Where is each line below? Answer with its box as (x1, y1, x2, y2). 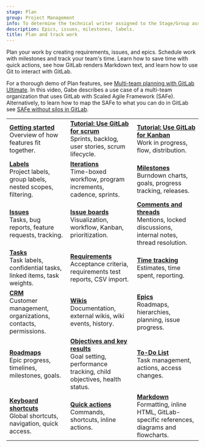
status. (70, 383, 90, 391)
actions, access (137, 364, 182, 372)
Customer (9, 297, 38, 305)
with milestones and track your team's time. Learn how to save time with (6, 55, 189, 62)
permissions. (9, 327, 46, 336)
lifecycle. (70, 150, 96, 159)
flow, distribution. (137, 146, 187, 154)
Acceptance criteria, (70, 260, 129, 269)
